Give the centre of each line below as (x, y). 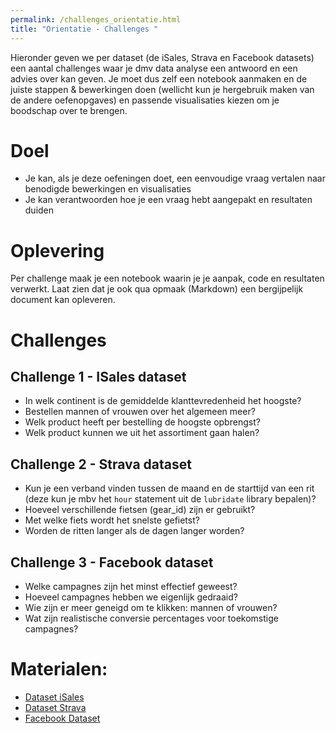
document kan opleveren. (63, 300)
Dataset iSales (54, 697)
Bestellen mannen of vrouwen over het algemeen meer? (140, 412)
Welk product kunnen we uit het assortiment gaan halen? (142, 433)
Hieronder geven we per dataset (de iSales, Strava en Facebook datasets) (162, 57)
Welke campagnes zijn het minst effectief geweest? (131, 586)
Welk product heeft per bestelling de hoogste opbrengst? (142, 422)
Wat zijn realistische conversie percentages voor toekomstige (151, 618)
